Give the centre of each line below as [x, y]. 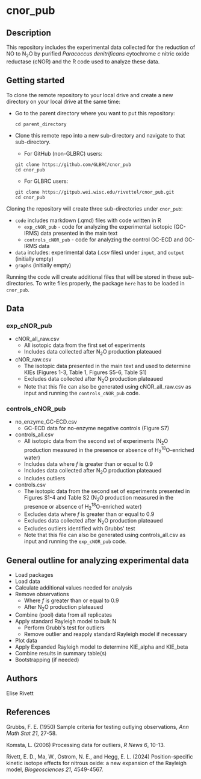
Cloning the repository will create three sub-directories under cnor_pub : [94, 208]
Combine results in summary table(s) [61, 653]
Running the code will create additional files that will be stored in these [94, 277]
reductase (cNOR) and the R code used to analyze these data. [83, 62]
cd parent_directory [41, 124]
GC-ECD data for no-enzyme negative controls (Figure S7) [97, 428]
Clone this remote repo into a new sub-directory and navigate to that [100, 135]
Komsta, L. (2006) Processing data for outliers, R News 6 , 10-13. [86, 745]
